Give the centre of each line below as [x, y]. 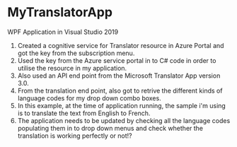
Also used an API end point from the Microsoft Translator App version [119, 76]
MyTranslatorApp [60, 12]
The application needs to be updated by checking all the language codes [124, 120]
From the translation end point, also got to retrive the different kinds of [120, 90]
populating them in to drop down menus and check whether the [110, 128]
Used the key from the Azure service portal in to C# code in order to [117, 60]
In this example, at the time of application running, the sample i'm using [122, 105]
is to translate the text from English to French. [84, 113]
